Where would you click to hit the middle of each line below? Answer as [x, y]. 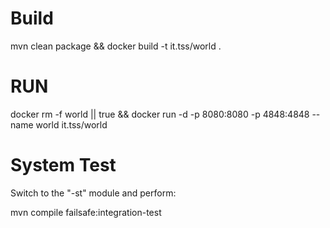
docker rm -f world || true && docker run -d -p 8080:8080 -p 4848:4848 [160, 114]
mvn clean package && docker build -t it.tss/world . [116, 46]
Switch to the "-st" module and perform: [93, 193]
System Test [63, 165]
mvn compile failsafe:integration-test [86, 212]
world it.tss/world [71, 124]
